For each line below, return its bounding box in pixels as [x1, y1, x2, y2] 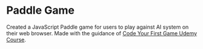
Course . [6, 36, 26, 43]
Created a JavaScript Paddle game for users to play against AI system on [6, 23, 189, 30]
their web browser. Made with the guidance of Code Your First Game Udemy [6, 29, 198, 36]
